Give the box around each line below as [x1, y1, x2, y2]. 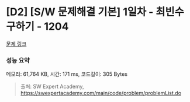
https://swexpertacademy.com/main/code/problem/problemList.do [20, 90, 182, 97]
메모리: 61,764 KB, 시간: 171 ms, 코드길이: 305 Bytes [6, 71, 127, 78]
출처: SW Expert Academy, [20, 83, 84, 90]
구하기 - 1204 [6, 20, 69, 33]
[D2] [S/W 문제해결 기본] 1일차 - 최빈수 [6, 5, 184, 19]
